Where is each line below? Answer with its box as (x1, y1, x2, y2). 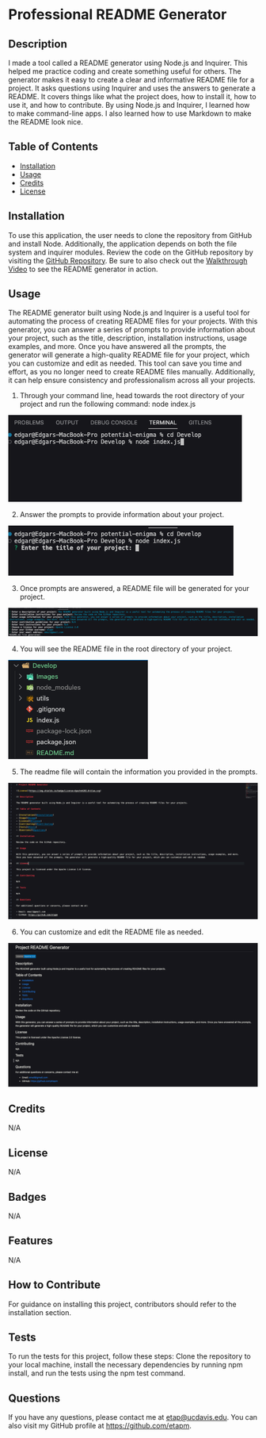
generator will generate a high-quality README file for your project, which (8, 351, 250, 360)
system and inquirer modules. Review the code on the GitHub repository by (8, 247, 253, 257)
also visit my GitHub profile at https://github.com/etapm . (8, 1421, 192, 1431)
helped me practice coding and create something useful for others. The (8, 67, 241, 76)
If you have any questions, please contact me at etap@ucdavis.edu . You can (8, 1413, 258, 1422)
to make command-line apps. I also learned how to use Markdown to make (8, 109, 252, 118)
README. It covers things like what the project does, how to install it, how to (8, 92, 256, 101)
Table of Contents (8, 140, 99, 154)
